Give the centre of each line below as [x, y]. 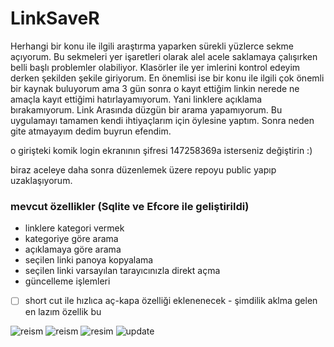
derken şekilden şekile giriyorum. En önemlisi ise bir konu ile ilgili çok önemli [167, 78]
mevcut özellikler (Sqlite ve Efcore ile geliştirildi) [130, 206]
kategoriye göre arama [71, 239]
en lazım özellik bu [63, 312]
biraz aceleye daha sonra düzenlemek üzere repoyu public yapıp [143, 169]
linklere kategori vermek [74, 228]
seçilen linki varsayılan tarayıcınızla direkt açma [122, 271]
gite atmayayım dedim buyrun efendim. [91, 131]
